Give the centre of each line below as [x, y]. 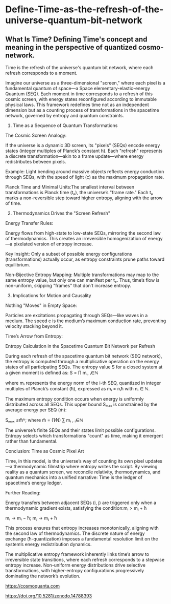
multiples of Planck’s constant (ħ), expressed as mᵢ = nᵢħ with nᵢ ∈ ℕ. [77, 389]
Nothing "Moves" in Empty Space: [41, 305]
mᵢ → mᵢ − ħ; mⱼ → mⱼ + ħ [31, 518]
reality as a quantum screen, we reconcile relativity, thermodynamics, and [83, 472]
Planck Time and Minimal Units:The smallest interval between [70, 187]
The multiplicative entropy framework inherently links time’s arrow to [77, 554]
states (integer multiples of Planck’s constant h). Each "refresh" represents [84, 151]
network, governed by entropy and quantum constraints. [65, 116]
